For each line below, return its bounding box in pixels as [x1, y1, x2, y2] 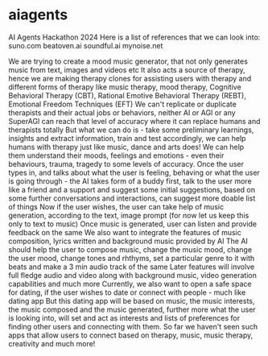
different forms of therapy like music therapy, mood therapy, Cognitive [8, 82, 241, 92]
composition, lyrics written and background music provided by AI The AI [8, 236, 248, 246]
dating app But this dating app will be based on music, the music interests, [8, 296, 255, 305]
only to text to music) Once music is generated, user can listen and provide [8, 219, 258, 229]
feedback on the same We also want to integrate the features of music [8, 227, 241, 237]
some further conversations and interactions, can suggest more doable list [8, 193, 256, 203]
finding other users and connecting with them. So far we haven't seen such [8, 321, 258, 331]
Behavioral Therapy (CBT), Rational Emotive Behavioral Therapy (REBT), [8, 90, 247, 100]
